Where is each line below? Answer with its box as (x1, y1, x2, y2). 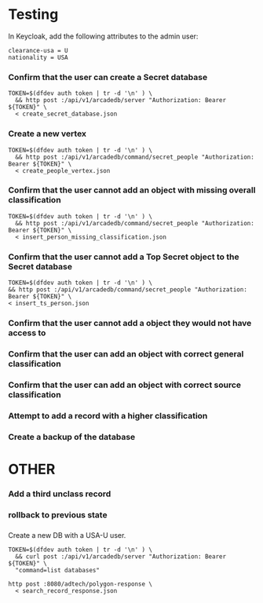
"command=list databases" (15, 566, 100, 574)
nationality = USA (8, 53, 68, 61)
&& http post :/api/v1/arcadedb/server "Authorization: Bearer (15, 97, 226, 104)
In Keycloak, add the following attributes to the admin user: (8, 31, 199, 41)
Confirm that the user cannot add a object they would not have (8, 318, 252, 329)
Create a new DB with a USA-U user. (8, 530, 126, 539)
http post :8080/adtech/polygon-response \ (8, 579, 153, 588)
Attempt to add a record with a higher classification (8, 410, 208, 421)
